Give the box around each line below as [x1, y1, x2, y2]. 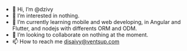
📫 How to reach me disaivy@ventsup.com [12, 38, 120, 45]
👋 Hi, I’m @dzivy [12, 6, 54, 13]
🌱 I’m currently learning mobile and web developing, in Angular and [12, 19, 181, 25]
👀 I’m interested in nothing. [12, 12, 80, 19]
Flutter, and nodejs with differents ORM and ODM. [12, 25, 137, 32]
